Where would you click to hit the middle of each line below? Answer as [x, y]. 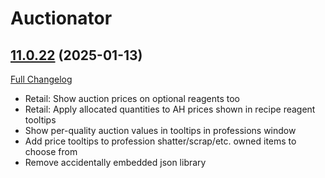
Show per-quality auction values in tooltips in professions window [160, 130]
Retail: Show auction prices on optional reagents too [132, 98]
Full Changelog [41, 79]
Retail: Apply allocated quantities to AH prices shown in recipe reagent [170, 109]
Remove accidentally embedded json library [115, 162]
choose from [51, 151]
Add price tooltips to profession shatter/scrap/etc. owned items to [160, 141]
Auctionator [61, 18]
